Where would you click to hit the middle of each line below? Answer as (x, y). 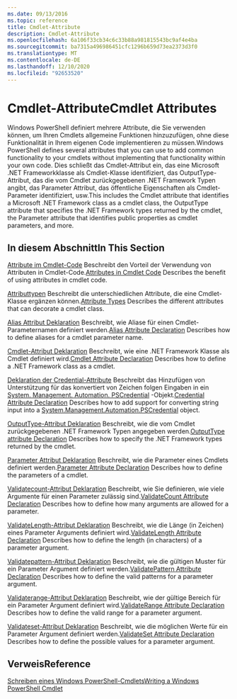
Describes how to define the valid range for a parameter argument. (105, 613)
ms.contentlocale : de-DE (44, 60)
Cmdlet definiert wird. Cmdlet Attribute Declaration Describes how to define (117, 359)
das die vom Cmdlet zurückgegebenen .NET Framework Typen (124, 181)
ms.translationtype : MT (42, 54)
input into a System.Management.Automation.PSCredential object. (104, 410)
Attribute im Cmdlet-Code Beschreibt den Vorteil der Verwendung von (109, 265)
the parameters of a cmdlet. (48, 475)
